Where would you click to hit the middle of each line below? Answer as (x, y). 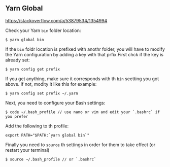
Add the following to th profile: (37, 126)
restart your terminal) (27, 150)
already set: (18, 60)
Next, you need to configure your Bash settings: (55, 103)
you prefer (17, 116)
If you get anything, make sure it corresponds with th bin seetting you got (82, 79)
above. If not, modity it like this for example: (51, 84)
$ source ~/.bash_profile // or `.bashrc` (51, 159)
